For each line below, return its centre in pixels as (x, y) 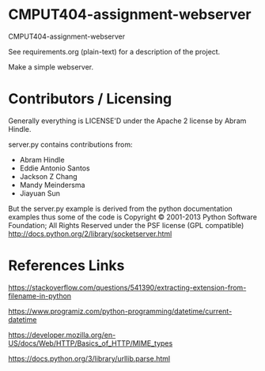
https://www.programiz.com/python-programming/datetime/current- (120, 311)
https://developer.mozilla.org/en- (62, 335)
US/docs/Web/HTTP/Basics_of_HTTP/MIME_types (91, 343)
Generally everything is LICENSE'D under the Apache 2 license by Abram (127, 121)
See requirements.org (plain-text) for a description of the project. (114, 51)
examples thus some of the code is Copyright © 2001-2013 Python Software (133, 217)
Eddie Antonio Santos (55, 168)
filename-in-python (40, 296)
